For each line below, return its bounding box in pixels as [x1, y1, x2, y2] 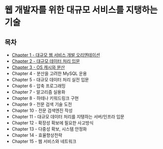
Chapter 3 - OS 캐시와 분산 [11, 65, 65, 70]
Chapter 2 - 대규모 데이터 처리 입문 [11, 58, 80, 64]
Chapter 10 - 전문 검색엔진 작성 [11, 108, 73, 113]
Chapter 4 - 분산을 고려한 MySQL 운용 [11, 71, 87, 76]
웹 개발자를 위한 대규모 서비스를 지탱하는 [4, 4, 158, 16]
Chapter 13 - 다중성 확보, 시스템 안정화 [11, 126, 87, 132]
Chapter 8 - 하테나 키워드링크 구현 [11, 95, 79, 101]
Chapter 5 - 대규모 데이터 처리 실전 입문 [11, 77, 89, 82]
